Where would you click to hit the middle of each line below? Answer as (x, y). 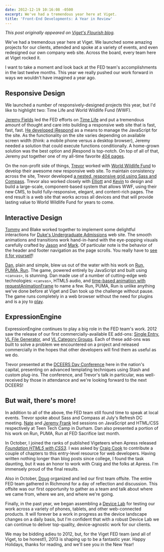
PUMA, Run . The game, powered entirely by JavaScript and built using (76, 270)
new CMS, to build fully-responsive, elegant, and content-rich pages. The (79, 192)
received (14, 380)
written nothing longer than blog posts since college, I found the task (74, 458)
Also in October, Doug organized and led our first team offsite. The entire (79, 478)
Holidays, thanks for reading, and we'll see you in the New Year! (70, 544)
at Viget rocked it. (23, 58)
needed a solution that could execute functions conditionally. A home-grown (82, 146)
